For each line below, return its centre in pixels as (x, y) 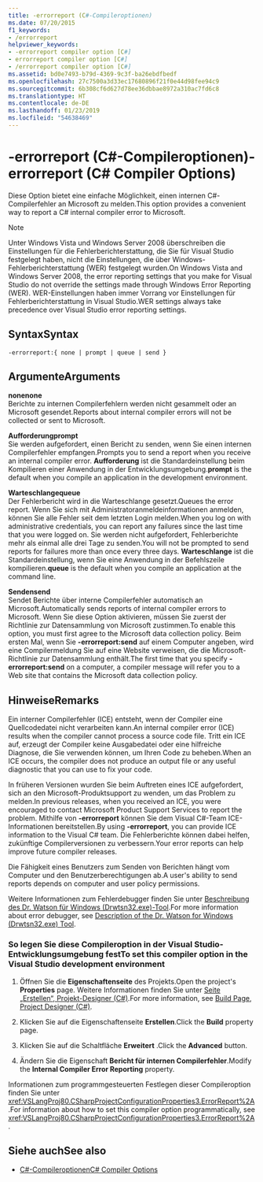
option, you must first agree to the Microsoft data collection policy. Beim (125, 634)
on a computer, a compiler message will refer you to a (153, 667)
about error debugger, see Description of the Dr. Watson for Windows (121, 916)
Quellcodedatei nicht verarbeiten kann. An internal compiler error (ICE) (121, 728)
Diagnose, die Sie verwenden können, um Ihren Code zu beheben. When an (130, 753)
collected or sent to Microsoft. (57, 421)
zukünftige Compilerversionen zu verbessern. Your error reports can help (126, 843)
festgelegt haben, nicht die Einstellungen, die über (89, 259)
